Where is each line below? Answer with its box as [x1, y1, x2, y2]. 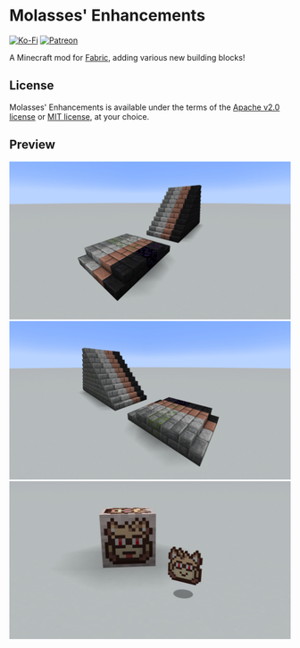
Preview [9, 137, 56, 153]
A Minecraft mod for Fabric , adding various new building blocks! [9, 52, 246, 62]
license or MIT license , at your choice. [9, 111, 150, 121]
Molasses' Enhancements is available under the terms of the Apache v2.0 [9, 102, 280, 112]
